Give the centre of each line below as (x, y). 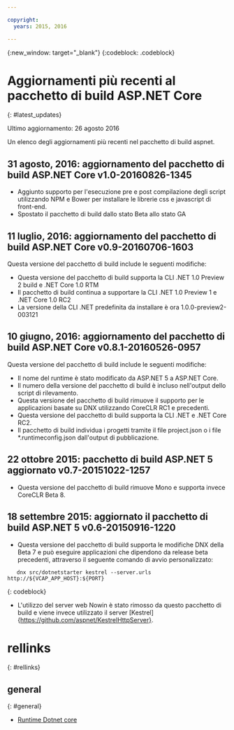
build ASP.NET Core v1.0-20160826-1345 (100, 175)
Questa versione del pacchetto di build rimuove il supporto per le (111, 400)
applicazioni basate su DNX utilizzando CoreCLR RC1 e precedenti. (114, 407)
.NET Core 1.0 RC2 (44, 300)
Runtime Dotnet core (47, 720)
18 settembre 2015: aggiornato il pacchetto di (108, 517)
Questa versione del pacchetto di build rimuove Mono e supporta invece (121, 487)
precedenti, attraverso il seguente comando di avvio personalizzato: (115, 559)
